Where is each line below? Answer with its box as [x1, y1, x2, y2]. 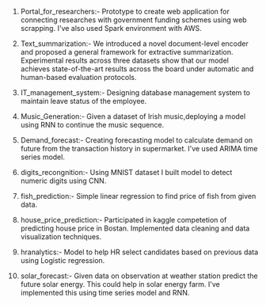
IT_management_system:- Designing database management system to [20, 88, 250, 97]
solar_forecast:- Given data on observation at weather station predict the [20, 271, 258, 280]
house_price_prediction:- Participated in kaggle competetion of [20, 215, 227, 224]
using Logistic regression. [20, 256, 105, 265]
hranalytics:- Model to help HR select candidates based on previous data [20, 247, 259, 257]
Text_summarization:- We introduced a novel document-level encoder [20, 39, 249, 48]
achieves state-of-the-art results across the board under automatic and [20, 64, 254, 74]
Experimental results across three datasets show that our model [20, 55, 229, 65]
